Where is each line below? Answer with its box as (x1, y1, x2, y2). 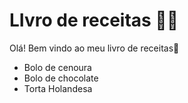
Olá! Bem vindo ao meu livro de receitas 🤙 (9, 42, 180, 54)
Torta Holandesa (23, 82, 93, 94)
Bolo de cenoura (23, 61, 92, 73)
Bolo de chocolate (23, 72, 99, 84)
